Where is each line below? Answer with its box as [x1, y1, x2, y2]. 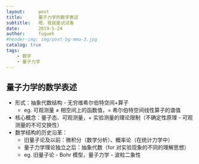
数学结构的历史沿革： [14, 129, 68, 136]
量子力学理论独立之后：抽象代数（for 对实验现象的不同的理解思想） [23, 144, 189, 151]
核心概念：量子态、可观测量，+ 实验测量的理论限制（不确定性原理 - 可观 [14, 114, 193, 121]
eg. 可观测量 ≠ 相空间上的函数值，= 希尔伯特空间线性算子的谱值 [23, 107, 181, 114]
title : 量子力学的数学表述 [6, 14, 79, 20]
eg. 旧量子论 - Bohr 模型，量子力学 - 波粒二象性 [23, 151, 141, 159]
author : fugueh [6, 31, 55, 37]
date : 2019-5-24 [6, 25, 63, 32]
